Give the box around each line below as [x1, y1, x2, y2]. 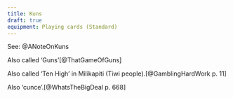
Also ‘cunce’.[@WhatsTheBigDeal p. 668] [7, 83, 126, 92]
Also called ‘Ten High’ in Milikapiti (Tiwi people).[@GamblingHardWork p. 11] [7, 69, 227, 78]
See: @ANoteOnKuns [7, 43, 69, 51]
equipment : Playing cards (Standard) [7, 23, 118, 30]
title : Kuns [7, 10, 42, 17]
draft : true [7, 17, 42, 24]
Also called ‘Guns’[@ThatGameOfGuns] [7, 56, 122, 64]
